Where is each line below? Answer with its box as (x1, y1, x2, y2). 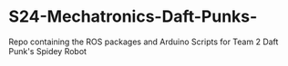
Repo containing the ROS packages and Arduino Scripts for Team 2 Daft (8, 36, 279, 47)
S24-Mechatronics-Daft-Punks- (8, 6, 258, 27)
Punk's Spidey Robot (8, 45, 87, 56)
